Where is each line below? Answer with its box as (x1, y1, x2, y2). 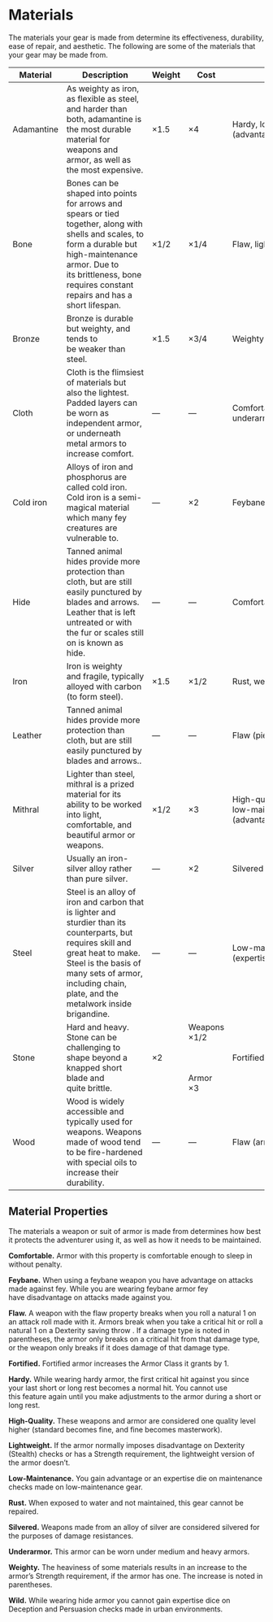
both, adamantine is (66, 113, 142, 124)
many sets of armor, (66, 967, 144, 979)
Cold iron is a (66, 491, 116, 503)
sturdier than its (66, 917, 127, 928)
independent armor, (66, 417, 142, 429)
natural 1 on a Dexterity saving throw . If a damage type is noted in (8, 1325, 230, 1335)
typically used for (66, 1116, 133, 1127)
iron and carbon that (66, 896, 145, 908)
